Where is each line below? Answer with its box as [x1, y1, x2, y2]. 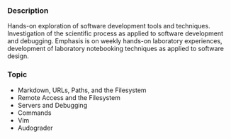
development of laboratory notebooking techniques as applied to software [7, 45, 225, 53]
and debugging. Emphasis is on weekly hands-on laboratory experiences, [7, 37, 222, 45]
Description [7, 6, 49, 16]
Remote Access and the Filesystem [17, 93, 120, 101]
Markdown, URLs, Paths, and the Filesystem [17, 86, 147, 94]
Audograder [17, 123, 53, 132]
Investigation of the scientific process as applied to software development [7, 29, 224, 38]
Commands [17, 109, 52, 117]
